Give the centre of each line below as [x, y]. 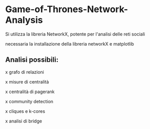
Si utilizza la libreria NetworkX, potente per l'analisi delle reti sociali [75, 34]
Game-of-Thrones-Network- [67, 9]
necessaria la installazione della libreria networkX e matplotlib [70, 44]
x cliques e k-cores [25, 111]
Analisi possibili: [32, 60]
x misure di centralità [27, 81]
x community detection [29, 101]
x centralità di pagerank [30, 92]
